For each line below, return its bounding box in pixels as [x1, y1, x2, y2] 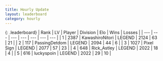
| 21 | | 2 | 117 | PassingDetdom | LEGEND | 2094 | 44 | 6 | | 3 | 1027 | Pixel [5, 40, 154, 46]
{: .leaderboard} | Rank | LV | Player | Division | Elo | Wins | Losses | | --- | [5, 30, 153, 36]
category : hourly [5, 16, 41, 21]
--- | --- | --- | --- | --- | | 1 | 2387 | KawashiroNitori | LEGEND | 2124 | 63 [10, 35, 158, 41]
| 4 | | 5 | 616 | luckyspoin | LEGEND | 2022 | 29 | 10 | [5, 50, 111, 56]
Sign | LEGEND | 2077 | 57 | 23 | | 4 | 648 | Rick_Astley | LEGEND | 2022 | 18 [5, 45, 158, 51]
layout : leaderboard [5, 12, 47, 17]
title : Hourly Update [5, 7, 49, 12]
